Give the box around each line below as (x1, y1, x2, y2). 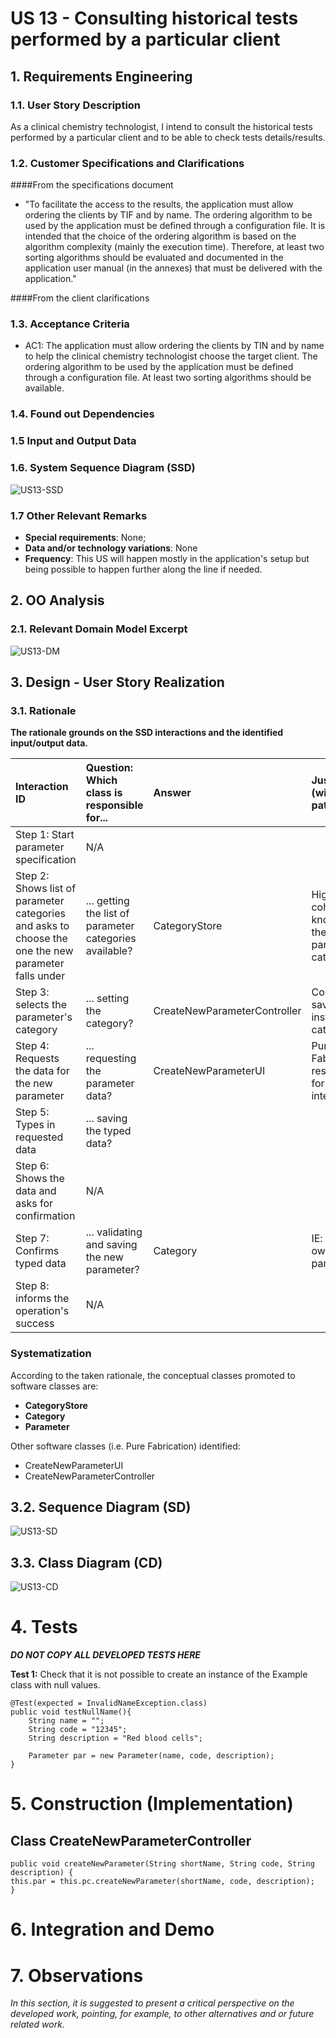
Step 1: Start (15, 828, 75, 842)
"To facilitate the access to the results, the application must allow (24, 198, 294, 211)
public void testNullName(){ (10, 1707, 132, 1717)
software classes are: (10, 1380, 99, 1392)
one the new (15, 944, 74, 958)
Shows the (15, 1172, 65, 1186)
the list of (85, 907, 130, 921)
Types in (15, 1118, 56, 1132)
